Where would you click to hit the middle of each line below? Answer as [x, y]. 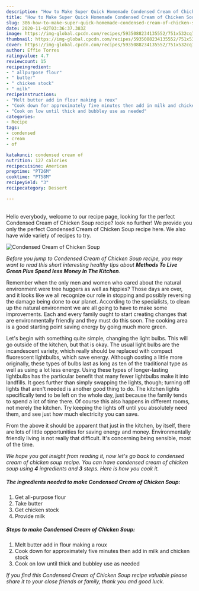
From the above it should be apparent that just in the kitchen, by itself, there [98, 425]
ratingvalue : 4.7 [28, 56]
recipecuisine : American [37, 166]
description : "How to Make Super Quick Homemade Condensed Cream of [92, 12]
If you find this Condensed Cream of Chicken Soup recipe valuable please [97, 575]
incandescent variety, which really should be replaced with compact [89, 350]
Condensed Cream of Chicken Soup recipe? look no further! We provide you [99, 223]
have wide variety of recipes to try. [49, 235]
